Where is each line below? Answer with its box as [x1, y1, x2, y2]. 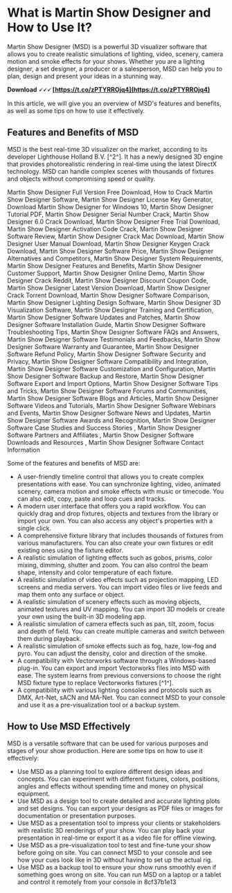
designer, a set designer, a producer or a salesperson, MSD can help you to [7, 64, 223, 73]
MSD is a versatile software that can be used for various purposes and [7, 739, 208, 748]
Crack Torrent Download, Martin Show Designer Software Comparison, [7, 291, 210, 299]
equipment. [17, 789, 51, 797]
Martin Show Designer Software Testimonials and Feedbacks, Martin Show [7, 335, 220, 344]
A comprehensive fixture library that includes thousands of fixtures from [17, 531, 224, 540]
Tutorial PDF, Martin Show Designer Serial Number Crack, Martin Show [7, 210, 210, 218]
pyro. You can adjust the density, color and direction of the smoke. [17, 649, 208, 657]
